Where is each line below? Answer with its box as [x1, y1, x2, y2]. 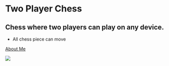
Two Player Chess [5, 3, 82, 14]
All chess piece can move [12, 36, 66, 42]
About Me [5, 46, 26, 51]
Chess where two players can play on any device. [5, 23, 164, 31]
